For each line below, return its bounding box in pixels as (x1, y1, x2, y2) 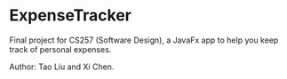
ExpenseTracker (9, 5, 132, 26)
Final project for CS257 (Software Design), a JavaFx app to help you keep (9, 35, 279, 45)
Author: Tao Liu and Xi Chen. (9, 61, 115, 72)
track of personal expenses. (9, 43, 112, 54)
